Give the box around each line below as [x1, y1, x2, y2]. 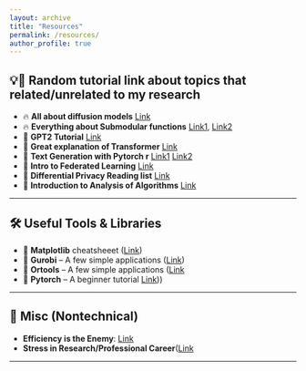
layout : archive [9, 13, 71, 23]
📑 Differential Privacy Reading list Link [22, 170, 170, 181]
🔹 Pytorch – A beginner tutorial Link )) [22, 273, 163, 284]
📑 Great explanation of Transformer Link [22, 141, 178, 152]
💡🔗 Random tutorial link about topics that [9, 72, 247, 88]
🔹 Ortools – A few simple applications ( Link [22, 263, 185, 274]
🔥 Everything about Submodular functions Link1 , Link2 [22, 121, 233, 132]
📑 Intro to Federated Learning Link [22, 160, 154, 171]
